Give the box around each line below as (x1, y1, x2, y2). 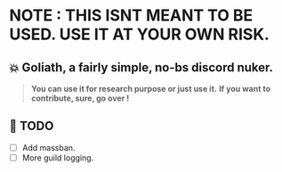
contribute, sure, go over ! (30, 93, 130, 103)
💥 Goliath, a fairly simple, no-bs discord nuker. (9, 60, 274, 75)
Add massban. (21, 142, 76, 152)
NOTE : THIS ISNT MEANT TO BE (9, 5, 254, 26)
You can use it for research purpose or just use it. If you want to (30, 84, 271, 94)
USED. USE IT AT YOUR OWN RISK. (9, 24, 270, 45)
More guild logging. (21, 152, 94, 163)
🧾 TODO (9, 119, 54, 134)
